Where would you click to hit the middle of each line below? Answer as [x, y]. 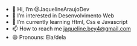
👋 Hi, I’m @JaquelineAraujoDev [50, 9]
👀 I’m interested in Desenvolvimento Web [63, 16]
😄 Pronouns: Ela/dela [39, 37]
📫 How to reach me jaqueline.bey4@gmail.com [71, 29]
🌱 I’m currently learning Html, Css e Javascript [70, 22]
